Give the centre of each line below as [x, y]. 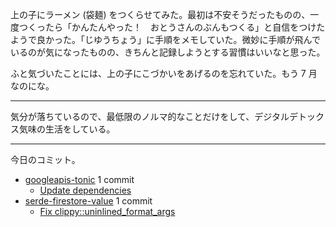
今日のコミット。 [45, 159]
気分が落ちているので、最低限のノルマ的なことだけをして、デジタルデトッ [163, 116]
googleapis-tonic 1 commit [79, 179]
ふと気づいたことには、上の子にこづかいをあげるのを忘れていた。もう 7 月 [164, 73]
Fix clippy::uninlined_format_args [107, 211]
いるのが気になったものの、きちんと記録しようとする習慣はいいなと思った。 [168, 52]
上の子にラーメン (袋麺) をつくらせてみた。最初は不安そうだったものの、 [160, 14]
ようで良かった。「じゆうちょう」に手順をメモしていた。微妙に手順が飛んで [165, 39]
